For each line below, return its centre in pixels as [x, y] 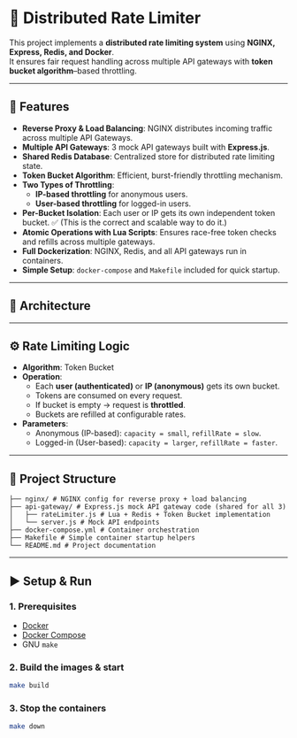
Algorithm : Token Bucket [68, 367]
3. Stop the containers [58, 708]
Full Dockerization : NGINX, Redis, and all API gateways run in [134, 250]
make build [29, 686]
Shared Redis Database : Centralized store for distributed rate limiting [148, 156]
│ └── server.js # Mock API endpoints [85, 523]
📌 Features [39, 107]
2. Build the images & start [67, 667]
